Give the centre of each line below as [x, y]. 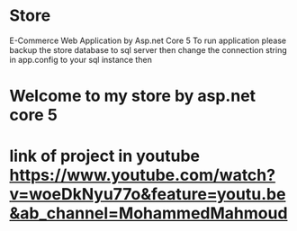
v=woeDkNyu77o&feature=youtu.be [148, 195]
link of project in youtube [105, 156]
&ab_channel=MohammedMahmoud [148, 213]
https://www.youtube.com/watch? [143, 175]
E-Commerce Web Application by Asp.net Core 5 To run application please [148, 40]
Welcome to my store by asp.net [133, 96]
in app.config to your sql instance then [81, 59]
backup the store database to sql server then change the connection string [148, 49]
